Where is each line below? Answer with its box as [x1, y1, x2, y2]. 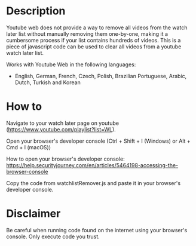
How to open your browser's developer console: [6, 155, 125, 162]
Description [6, 4, 66, 18]
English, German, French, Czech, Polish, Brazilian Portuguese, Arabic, [14, 72, 187, 79]
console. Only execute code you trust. [6, 233, 100, 240]
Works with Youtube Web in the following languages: [6, 61, 136, 68]
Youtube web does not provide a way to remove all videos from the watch [6, 24, 188, 31]
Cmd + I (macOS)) [6, 143, 51, 150]
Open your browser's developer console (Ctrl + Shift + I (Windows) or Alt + [6, 137, 191, 144]
